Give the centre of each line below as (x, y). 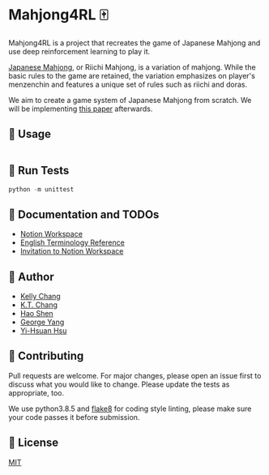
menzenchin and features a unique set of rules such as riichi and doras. (128, 84)
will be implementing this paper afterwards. (81, 109)
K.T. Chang (39, 305)
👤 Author (31, 277)
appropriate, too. (36, 392)
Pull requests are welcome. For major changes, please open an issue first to (135, 375)
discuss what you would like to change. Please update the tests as (119, 384)
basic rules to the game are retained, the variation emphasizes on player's (132, 75)
